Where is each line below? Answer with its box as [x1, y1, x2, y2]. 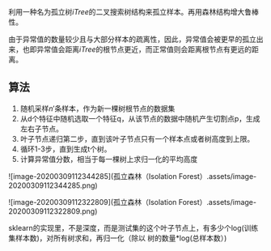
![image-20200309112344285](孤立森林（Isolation [8, 171, 177, 181]
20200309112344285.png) [8, 181, 99, 190]
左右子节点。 [19, 124, 63, 134]
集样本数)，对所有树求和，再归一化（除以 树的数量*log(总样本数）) [8, 233, 227, 243]
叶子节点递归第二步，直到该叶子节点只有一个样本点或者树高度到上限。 [19, 134, 255, 143]
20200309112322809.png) [8, 206, 98, 216]
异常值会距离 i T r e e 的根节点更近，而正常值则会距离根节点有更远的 [36, 45, 252, 54]
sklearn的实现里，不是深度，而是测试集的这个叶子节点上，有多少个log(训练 [8, 223, 259, 232]
